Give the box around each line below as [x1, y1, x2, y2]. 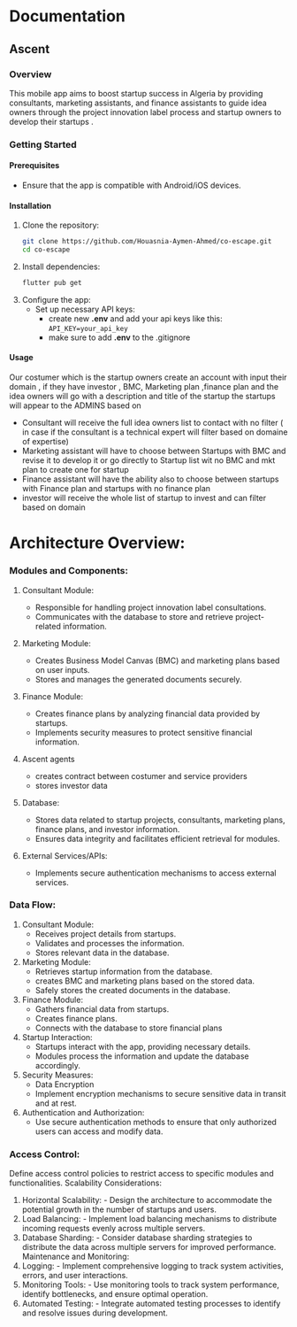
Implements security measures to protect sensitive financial [34, 727, 253, 737]
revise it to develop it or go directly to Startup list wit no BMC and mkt [21, 455, 276, 466]
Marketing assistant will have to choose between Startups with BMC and [21, 445, 286, 457]
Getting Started [9, 138, 77, 150]
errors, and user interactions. [21, 1270, 128, 1281]
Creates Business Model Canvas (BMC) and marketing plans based [34, 655, 280, 666]
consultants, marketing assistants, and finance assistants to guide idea [9, 97, 267, 108]
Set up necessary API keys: [34, 304, 135, 314]
